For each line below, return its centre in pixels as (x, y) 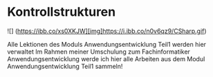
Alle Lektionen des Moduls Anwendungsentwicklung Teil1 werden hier (106, 44)
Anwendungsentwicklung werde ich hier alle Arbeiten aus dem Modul (106, 58)
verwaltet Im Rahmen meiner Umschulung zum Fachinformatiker (99, 52)
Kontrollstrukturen (62, 12)
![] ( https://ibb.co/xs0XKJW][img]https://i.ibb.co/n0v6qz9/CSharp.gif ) (107, 31)
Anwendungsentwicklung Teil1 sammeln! (65, 66)
